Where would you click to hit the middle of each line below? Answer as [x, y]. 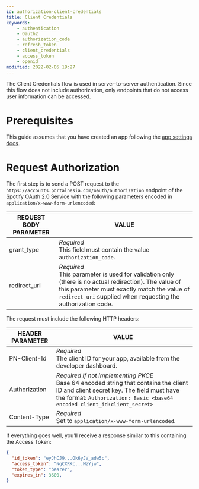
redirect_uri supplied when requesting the [119, 297]
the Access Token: [29, 442]
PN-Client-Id [28, 359]
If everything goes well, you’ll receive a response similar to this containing [96, 435]
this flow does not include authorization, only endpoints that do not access [97, 90]
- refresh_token [37, 45]
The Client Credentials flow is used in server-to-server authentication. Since [99, 84]
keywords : [18, 23]
